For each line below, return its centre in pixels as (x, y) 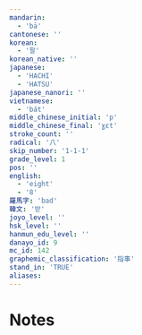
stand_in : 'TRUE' (42, 268)
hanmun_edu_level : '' (50, 234)
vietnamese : (31, 101)
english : (25, 176)
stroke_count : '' (42, 134)
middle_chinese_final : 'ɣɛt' (63, 126)
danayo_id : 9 (33, 243)
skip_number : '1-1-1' (50, 150)
